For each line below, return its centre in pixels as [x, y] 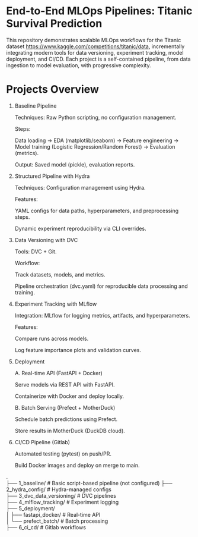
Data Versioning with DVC [46, 240]
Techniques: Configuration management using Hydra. [80, 187]
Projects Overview [52, 89]
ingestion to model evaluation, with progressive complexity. [79, 65]
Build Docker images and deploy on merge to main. [77, 465]
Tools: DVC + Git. [36, 252]
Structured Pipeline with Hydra [52, 176]
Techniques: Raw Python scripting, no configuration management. [95, 117]
